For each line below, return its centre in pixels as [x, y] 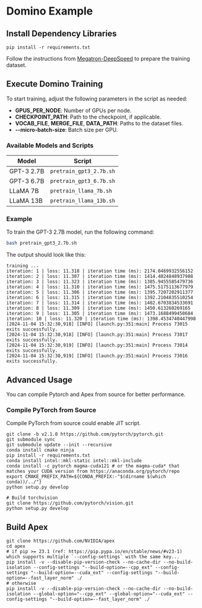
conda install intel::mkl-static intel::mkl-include [74, 461]
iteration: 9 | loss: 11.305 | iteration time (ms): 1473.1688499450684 [100, 314]
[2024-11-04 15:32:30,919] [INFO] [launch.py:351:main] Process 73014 [97, 345]
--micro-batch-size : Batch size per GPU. [66, 130]
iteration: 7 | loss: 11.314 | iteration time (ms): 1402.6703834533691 [100, 303]
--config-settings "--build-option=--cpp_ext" [93, 567]
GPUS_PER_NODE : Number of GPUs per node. [73, 110]
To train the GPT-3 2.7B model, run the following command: [80, 232]
